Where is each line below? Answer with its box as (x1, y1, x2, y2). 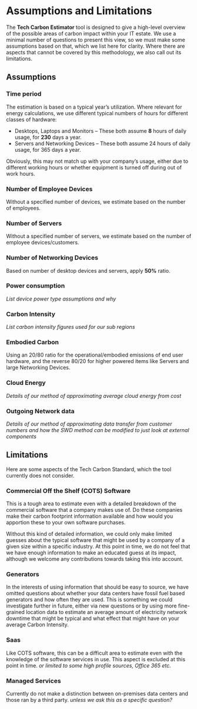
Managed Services (6, 677, 61, 685)
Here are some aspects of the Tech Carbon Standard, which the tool (6, 465, 172, 473)
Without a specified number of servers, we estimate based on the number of (6, 233, 192, 240)
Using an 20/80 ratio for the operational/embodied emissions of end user (6, 351, 183, 358)
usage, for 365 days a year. (14, 146, 81, 153)
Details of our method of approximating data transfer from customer (6, 420, 172, 427)
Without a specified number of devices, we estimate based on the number (6, 198, 186, 205)
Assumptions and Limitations (6, 4, 152, 18)
